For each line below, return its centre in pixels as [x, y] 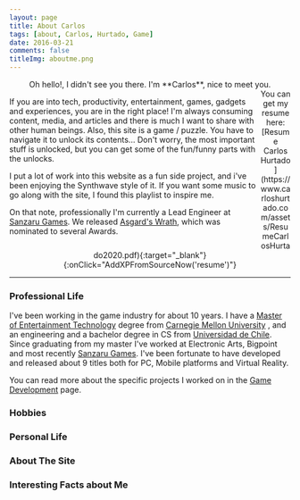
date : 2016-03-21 [42, 42]
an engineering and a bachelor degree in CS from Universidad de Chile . [141, 335]
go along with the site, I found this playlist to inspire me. [112, 195]
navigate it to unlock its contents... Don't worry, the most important [132, 140]
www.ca [275, 189]
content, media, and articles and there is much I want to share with [132, 121]
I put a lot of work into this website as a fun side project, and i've [128, 176]
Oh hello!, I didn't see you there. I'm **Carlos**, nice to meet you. [150, 84]
